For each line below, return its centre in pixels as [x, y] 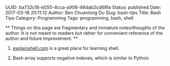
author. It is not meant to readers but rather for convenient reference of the [84, 33]
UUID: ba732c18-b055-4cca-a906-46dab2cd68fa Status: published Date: [83, 7]
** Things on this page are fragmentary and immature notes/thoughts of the [85, 28]
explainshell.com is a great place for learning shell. [66, 48]
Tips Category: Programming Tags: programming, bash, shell [69, 18]
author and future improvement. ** [42, 38]
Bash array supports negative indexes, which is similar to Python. [81, 58]
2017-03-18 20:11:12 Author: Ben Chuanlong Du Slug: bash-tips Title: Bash [83, 13]
